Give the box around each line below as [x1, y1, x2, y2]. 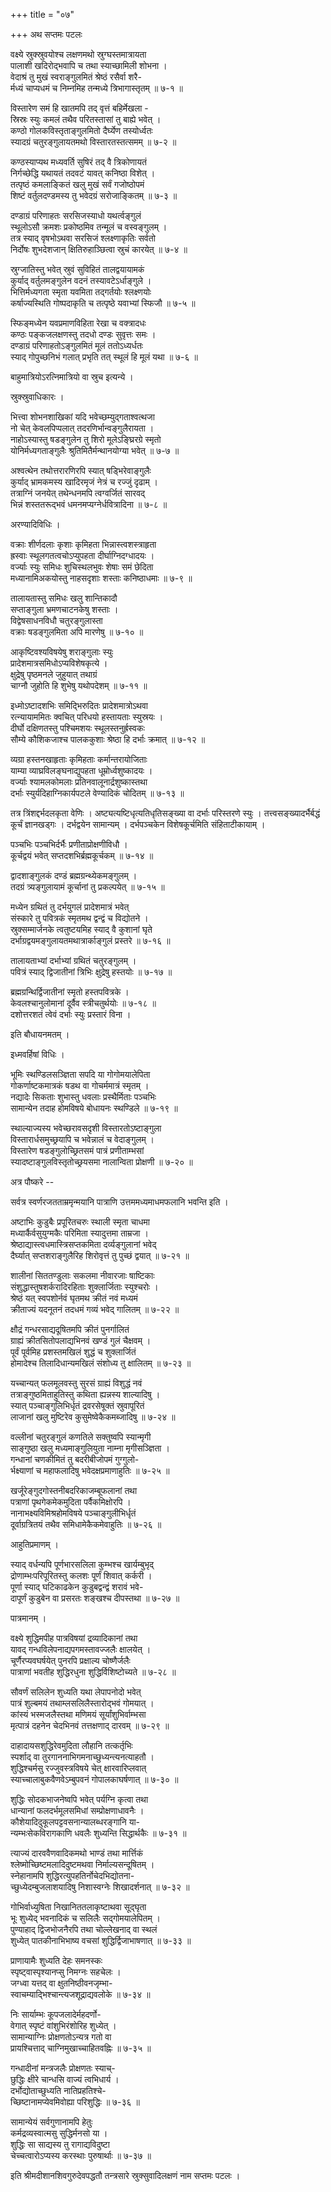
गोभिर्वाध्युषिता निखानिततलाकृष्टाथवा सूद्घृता [10, 1901, 147, 1913]
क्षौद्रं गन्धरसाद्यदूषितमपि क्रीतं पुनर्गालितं [10, 1324, 130, 1335]
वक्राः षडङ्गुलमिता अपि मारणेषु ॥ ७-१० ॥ [10, 626, 144, 638]
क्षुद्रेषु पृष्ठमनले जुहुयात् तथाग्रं [10, 669, 98, 680]
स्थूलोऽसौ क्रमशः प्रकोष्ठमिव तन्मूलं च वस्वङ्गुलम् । [10, 221, 168, 233]
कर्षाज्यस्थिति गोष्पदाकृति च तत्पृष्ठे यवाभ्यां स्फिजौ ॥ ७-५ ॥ [10, 297, 196, 309]
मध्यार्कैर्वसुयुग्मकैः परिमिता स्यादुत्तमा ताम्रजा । [10, 1227, 149, 1239]
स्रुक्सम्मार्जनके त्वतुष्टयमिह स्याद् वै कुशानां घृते [10, 924, 153, 935]
